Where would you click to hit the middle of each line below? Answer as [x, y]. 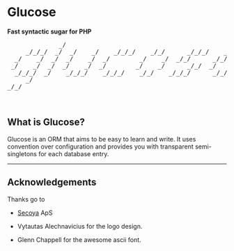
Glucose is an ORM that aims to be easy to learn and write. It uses [102, 139]
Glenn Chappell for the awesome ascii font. [79, 239]
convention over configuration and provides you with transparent [100, 146]
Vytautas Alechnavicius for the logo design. [80, 226]
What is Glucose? [46, 122]
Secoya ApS [35, 213]
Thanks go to [26, 199]
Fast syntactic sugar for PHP [49, 31]
